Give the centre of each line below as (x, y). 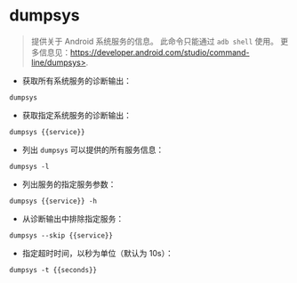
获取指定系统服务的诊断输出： (76, 115)
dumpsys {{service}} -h (53, 201)
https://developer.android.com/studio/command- (160, 52)
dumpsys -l (29, 166)
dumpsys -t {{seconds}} (53, 270)
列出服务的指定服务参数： (69, 184)
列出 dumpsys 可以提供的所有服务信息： (93, 150)
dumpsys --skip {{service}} (61, 235)
